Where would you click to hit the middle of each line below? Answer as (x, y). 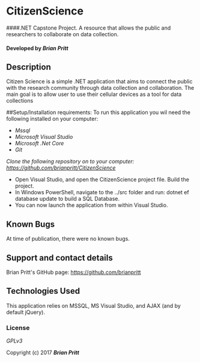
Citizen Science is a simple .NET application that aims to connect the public (99, 81)
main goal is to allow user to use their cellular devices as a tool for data (94, 94)
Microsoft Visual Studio (44, 137)
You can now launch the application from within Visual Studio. (91, 205)
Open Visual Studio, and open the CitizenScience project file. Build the (102, 180)
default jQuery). (26, 312)
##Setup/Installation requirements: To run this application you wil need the (98, 112)
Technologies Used (43, 291)
